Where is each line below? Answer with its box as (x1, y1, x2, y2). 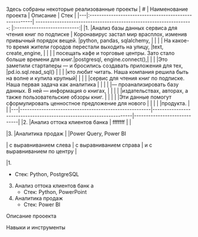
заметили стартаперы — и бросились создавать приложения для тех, (6, 62, 183, 69)
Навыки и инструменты (6, 224, 66, 230)
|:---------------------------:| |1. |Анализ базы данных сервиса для (11, 24, 177, 31)
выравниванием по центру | (6, 148, 77, 155)
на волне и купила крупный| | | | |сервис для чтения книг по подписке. (6, 74, 185, 82)
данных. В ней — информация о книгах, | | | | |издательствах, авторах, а (6, 87, 189, 94)
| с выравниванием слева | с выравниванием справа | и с (6, 142, 152, 148)
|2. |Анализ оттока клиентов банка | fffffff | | (21, 119, 132, 125)
